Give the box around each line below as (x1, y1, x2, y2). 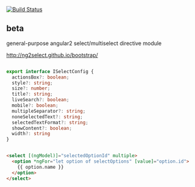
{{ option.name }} (17, 164, 64, 170)
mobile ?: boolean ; (12, 102, 59, 109)
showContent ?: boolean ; (12, 125, 72, 131)
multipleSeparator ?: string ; (12, 108, 86, 114)
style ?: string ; (12, 80, 53, 86)
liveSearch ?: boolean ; (12, 97, 69, 103)
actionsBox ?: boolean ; (12, 74, 69, 80)
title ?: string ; (12, 91, 53, 97)
